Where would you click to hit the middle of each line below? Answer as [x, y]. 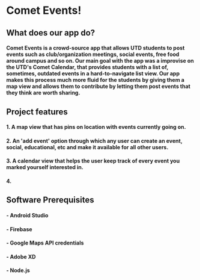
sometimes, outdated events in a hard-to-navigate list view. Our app [93, 73]
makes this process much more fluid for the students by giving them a [95, 80]
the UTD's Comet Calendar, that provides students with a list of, [87, 67]
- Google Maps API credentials [45, 243]
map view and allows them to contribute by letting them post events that [98, 86]
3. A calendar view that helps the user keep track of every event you [93, 161]
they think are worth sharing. [43, 93]
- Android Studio [27, 215]
